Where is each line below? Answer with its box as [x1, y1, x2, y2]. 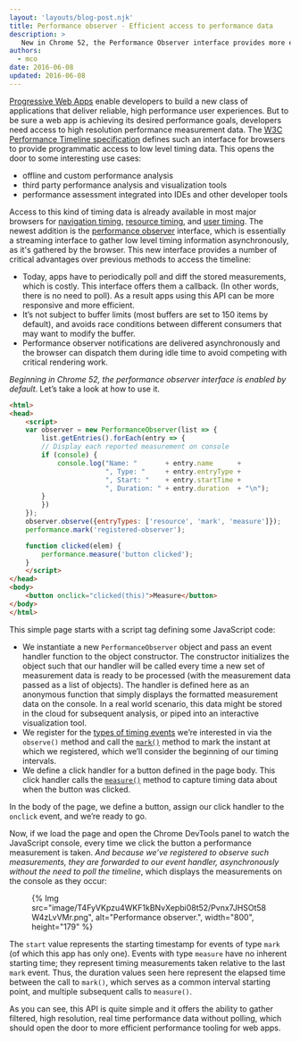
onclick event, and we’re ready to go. [9, 811, 147, 821]
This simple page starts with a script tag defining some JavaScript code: [9, 624, 276, 634]
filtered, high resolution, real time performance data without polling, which [9, 1013, 282, 1023]
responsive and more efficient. [21, 299, 136, 310]
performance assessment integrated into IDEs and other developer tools [21, 189, 288, 199]
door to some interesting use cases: [9, 153, 141, 164]
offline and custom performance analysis [21, 170, 174, 181]
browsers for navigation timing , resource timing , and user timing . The [9, 215, 263, 226]
